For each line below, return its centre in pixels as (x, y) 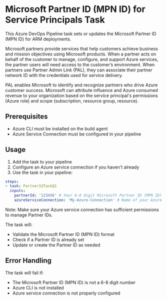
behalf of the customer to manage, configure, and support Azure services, (82, 59)
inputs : (18, 191)
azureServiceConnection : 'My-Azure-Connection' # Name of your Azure (88, 200)
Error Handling (28, 261)
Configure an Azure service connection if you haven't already (76, 167)
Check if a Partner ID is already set (48, 239)
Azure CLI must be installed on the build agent (60, 128)
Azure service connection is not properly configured (66, 293)
